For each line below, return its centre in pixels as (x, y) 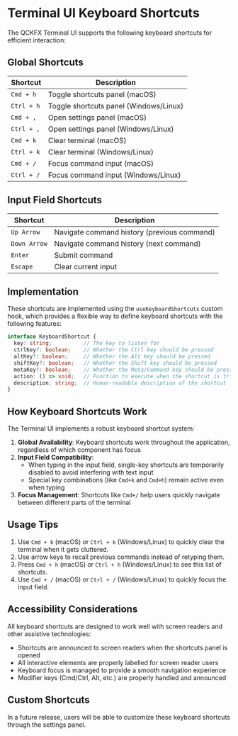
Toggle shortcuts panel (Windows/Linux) (116, 106)
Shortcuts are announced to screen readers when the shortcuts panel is (123, 647)
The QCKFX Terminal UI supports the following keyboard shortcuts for (110, 33)
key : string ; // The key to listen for (87, 344)
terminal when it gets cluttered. (63, 549)
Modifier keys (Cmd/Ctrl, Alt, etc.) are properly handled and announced (122, 677)
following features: (35, 324)
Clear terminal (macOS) (87, 140)
